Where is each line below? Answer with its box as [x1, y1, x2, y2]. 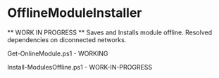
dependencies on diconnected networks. [7, 35, 127, 44]
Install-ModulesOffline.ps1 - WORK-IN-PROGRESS [7, 63, 153, 71]
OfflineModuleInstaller [7, 5, 142, 21]
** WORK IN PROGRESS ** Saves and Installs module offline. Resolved [7, 28, 213, 37]
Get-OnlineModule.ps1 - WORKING [7, 49, 108, 58]
